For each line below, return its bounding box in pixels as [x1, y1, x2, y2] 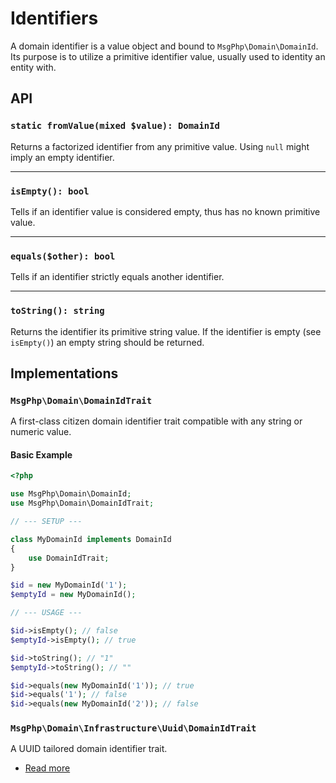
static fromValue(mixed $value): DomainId [10, 120, 220, 132]
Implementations [10, 365, 119, 382]
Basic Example [10, 448, 73, 461]
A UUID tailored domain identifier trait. [10, 743, 168, 755]
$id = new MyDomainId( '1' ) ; [10, 580, 128, 591]
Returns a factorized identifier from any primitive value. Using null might [10, 140, 310, 152]
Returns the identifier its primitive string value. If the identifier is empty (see [10, 325, 322, 337]
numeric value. [10, 426, 72, 438]
